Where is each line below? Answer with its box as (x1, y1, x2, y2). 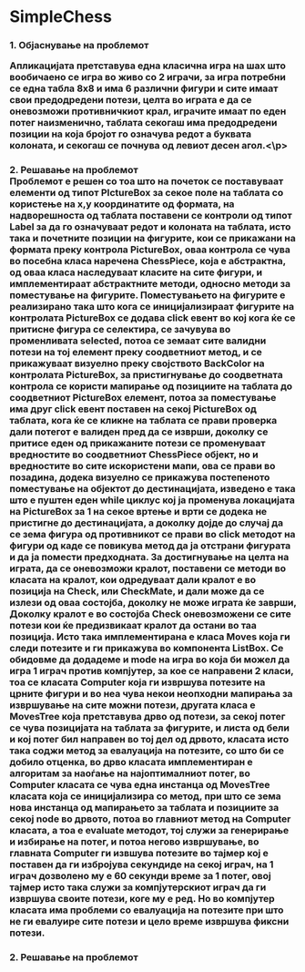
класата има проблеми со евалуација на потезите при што (9, 904, 284, 916)
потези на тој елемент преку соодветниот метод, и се (9, 346, 262, 359)
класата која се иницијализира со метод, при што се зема (9, 790, 282, 803)
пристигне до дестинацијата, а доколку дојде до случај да (9, 517, 284, 529)
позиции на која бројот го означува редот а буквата (9, 128, 252, 140)
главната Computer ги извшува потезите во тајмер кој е (9, 847, 269, 860)
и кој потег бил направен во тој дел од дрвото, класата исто (9, 733, 290, 746)
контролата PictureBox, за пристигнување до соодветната (9, 369, 284, 382)
